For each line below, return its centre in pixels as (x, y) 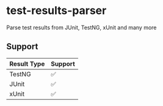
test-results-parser (56, 11)
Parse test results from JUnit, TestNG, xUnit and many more (81, 27)
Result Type (27, 63)
